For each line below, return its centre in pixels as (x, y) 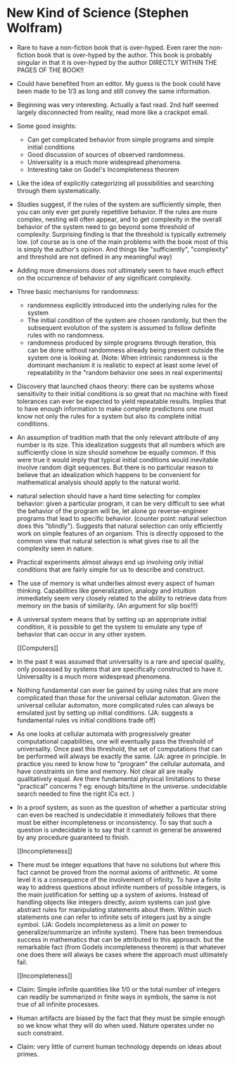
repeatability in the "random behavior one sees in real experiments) (125, 372)
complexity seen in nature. (55, 548)
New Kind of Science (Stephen (98, 13)
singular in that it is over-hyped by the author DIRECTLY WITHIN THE (117, 62)
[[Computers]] (38, 648)
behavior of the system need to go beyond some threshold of (106, 226)
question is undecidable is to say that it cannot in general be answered (119, 830)
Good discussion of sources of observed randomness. (106, 154)
